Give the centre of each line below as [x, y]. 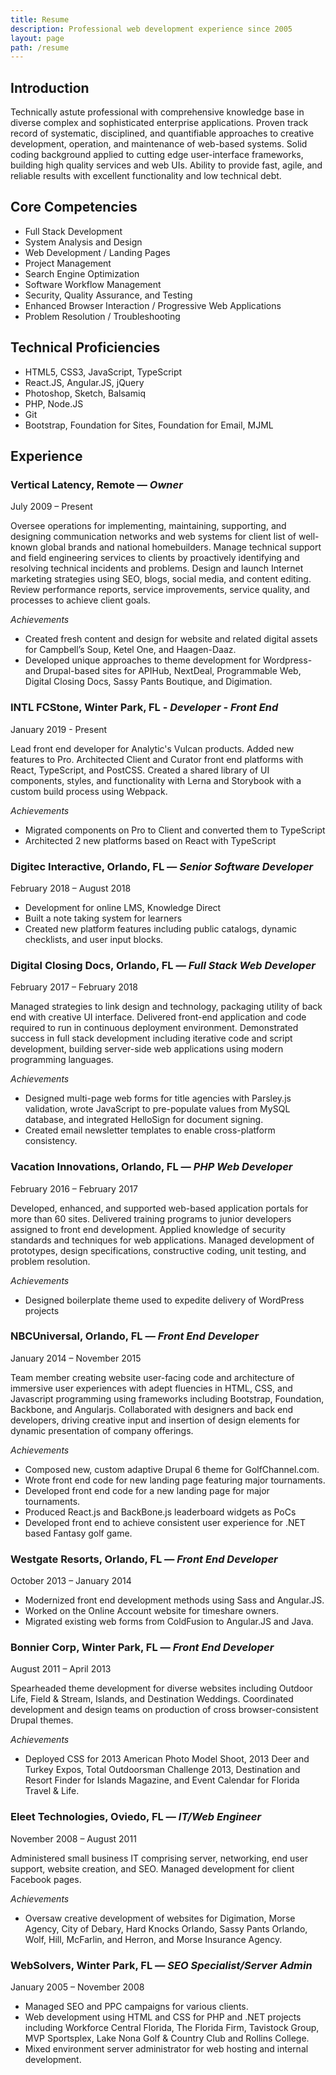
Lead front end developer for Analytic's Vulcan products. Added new [152, 748]
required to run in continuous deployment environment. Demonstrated [154, 1028]
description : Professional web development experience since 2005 [151, 29]
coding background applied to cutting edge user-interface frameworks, [157, 155]
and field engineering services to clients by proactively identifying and [155, 558]
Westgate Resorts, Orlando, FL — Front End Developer [144, 1559]
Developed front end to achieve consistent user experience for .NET [165, 1522]
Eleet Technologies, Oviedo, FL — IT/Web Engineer [136, 1817]
